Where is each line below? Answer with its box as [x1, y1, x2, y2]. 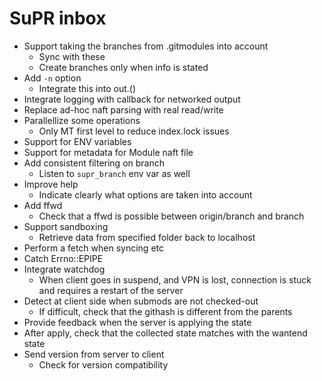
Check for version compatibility [38, 358, 169, 371]
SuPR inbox [9, 7, 107, 30]
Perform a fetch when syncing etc [23, 242, 164, 254]
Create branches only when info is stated [38, 61, 209, 73]
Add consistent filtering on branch [23, 157, 165, 169]
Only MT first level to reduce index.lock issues [38, 125, 230, 137]
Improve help [23, 178, 79, 190]
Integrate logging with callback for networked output [23, 93, 241, 105]
